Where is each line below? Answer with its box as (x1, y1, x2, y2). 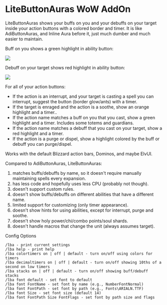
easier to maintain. (5, 36, 43, 42)
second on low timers (5, 264, 50, 269)
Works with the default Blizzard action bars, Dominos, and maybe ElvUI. (5, 151, 153, 157)
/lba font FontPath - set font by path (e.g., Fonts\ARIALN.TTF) (5, 286, 144, 291)
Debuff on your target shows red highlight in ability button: (5, 64, 126, 70)
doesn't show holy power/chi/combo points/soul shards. (12, 218, 129, 224)
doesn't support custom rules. (12, 186, 75, 192)
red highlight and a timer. (12, 130, 64, 136)
